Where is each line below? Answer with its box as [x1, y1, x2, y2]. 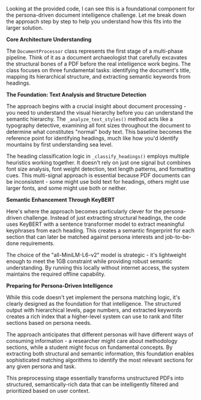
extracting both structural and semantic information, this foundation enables [6, 350, 194, 357]
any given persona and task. [6, 363, 76, 370]
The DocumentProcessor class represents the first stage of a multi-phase [6, 47, 184, 55]
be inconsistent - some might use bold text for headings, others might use [6, 178, 190, 185]
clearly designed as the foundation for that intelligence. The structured [6, 300, 181, 307]
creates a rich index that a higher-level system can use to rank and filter [6, 313, 184, 320]
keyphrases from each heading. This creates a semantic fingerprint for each [6, 227, 195, 234]
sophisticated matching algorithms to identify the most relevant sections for [6, 357, 193, 363]
